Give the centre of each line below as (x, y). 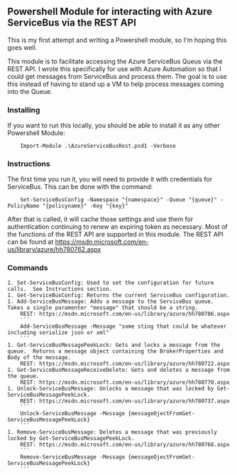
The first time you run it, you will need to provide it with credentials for (110, 179)
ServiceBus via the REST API (72, 23)
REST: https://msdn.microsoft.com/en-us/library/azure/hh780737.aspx (125, 401)
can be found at (31, 242)
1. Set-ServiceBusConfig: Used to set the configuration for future (111, 283)
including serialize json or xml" (59, 332)
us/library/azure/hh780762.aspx (54, 250)
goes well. (22, 47)
